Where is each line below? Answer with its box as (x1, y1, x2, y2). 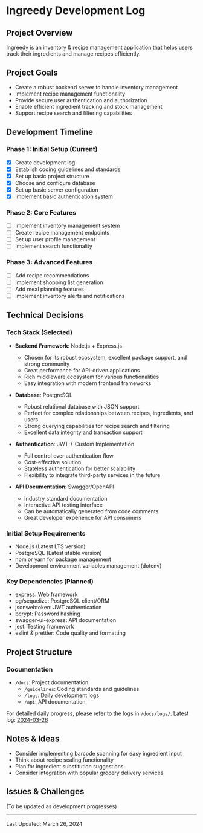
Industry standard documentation (24, 494, 108, 502)
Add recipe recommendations (14, 271, 89, 279)
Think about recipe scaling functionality (14, 756, 114, 763)
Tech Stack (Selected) (6, 328, 73, 337)
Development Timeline (6, 127, 94, 137)
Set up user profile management (14, 236, 95, 243)
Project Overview (6, 28, 73, 38)
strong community (24, 360, 70, 368)
